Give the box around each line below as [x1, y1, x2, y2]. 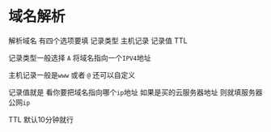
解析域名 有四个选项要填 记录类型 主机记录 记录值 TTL [8, 36, 188, 45]
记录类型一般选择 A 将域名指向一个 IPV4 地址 [8, 53, 151, 62]
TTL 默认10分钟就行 [8, 114, 74, 124]
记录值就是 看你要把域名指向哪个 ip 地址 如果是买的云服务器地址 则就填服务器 [8, 87, 263, 97]
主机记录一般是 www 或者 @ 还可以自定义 [8, 70, 136, 79]
